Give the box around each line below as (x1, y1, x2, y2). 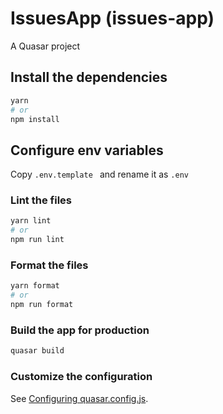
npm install (10, 114, 60, 124)
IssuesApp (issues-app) (10, 7, 215, 30)
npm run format (10, 300, 74, 310)
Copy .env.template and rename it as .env (10, 168, 189, 181)
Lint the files (10, 193, 72, 207)
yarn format (10, 281, 60, 291)
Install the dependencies (10, 69, 168, 86)
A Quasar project (10, 40, 81, 52)
